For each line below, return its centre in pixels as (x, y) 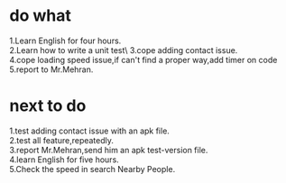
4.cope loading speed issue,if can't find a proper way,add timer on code (143, 59)
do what (41, 16)
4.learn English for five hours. (64, 160)
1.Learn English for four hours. (65, 41)
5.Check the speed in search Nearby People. (92, 169)
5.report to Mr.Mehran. (51, 69)
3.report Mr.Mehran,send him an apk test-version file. (109, 150)
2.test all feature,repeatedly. (62, 140)
